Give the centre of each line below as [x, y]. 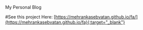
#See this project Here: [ [30, 17]
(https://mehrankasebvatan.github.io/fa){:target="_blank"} [65, 22]
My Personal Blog [23, 7]
